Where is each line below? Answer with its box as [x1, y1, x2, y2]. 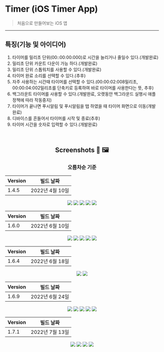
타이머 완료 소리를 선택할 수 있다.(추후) [12, 72, 86, 79]
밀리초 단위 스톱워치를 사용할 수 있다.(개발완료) [12, 66, 102, 72]
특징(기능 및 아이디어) [5, 41, 66, 49]
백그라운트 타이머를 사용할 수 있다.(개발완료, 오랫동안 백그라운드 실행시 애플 [12, 91, 156, 97]
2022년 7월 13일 [31, 329, 69, 335]
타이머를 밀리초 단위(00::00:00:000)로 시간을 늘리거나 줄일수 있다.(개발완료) [12, 54, 159, 60]
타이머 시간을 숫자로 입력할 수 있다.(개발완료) [12, 121, 98, 127]
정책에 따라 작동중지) [12, 97, 52, 103]
